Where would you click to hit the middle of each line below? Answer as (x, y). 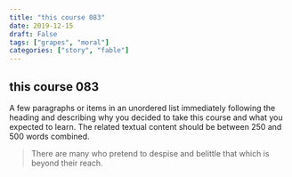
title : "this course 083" (57, 17)
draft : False (33, 34)
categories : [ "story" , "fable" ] (69, 51)
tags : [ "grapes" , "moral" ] (59, 42)
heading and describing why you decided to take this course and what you (146, 117)
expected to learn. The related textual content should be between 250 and (146, 126)
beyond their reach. (67, 163)
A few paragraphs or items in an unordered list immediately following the (142, 108)
